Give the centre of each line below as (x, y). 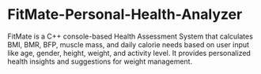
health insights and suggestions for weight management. (100, 61)
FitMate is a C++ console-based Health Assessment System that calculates (130, 36)
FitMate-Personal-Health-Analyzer (125, 15)
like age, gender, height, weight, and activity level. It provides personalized (129, 53)
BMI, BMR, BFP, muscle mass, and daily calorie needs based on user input (129, 44)
